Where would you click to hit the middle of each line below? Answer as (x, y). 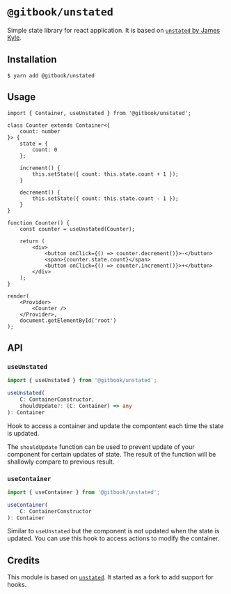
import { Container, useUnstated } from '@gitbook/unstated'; (99, 113)
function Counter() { (39, 223)
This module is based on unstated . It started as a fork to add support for (110, 577)
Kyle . (15, 38)
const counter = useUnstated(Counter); (78, 229)
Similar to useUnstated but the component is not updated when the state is (113, 531)
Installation (32, 60)
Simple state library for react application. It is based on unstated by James (114, 30)
